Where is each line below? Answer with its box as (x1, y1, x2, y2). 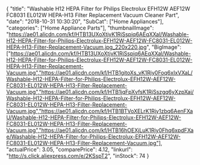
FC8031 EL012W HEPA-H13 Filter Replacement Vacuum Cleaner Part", (6, 11, 180, 19)
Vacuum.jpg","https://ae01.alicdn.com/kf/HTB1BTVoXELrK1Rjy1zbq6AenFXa (6, 108, 193, 114)
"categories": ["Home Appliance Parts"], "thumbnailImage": (6, 24, 154, 31)
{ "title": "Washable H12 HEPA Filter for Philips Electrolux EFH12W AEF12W (6, 5, 191, 12)
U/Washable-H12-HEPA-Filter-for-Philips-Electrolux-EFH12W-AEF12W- (6, 114, 182, 121)
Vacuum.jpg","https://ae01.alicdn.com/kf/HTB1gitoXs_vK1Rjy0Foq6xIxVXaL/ (6, 69, 193, 76)
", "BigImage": (146, 43, 182, 51)
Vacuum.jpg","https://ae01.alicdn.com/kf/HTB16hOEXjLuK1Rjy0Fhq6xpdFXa (6, 126, 194, 134)
